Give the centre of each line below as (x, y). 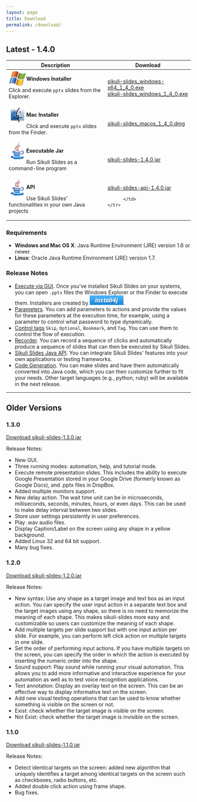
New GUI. (26, 460)
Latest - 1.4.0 (31, 49)
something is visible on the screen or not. (64, 704)
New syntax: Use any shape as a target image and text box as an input (100, 598)
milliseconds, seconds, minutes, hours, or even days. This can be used (100, 504)
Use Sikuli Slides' (47, 198)
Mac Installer (43, 115)
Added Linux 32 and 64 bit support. (57, 541)
